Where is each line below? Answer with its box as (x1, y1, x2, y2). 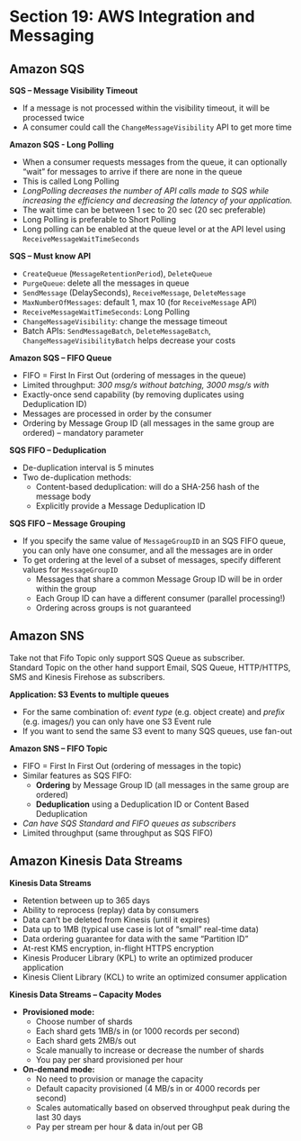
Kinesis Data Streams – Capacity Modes (9, 989, 162, 1000)
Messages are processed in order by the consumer (22, 408, 213, 419)
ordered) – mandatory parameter (22, 428, 144, 438)
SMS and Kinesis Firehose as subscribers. (9, 671, 165, 682)
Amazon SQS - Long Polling (9, 140, 114, 149)
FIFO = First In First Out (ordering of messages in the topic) (22, 760, 242, 771)
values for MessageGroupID (22, 565, 119, 575)
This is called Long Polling (22, 176, 120, 186)
